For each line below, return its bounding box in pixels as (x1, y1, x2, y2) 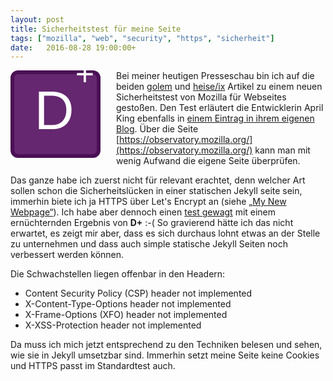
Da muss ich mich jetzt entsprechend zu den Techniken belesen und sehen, (10, 339, 323, 351)
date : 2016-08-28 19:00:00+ (10, 42, 137, 53)
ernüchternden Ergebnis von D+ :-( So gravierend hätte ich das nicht (10, 217, 294, 229)
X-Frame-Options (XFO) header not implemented (24, 309, 228, 321)
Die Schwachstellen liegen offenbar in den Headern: (10, 268, 226, 280)
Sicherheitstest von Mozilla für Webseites (116, 91, 287, 103)
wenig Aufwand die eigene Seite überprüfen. (116, 155, 301, 167)
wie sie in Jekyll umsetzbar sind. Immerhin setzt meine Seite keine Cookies (10, 349, 320, 361)
